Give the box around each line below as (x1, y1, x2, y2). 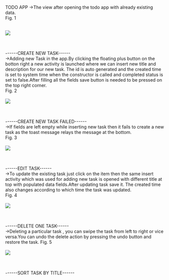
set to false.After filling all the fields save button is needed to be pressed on (5, 77, 162, 83)
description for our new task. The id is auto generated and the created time (5, 66, 161, 72)
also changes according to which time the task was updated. (5, 187, 132, 193)
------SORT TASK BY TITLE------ (5, 270, 75, 276)
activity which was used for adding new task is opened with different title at (5, 176, 162, 182)
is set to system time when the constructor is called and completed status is (5, 72, 163, 78)
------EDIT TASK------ (5, 166, 52, 171)
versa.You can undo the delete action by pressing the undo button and (5, 234, 152, 240)
